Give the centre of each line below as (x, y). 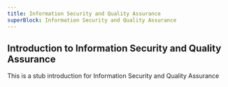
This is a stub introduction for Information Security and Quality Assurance (113, 76)
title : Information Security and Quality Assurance (84, 14)
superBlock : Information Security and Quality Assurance (92, 20)
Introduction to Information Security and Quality (114, 48)
